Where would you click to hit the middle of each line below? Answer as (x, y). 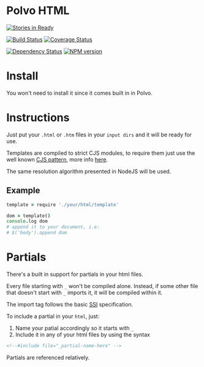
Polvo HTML (38, 11)
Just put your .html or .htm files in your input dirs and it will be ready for (99, 135)
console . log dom (27, 221)
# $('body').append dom (37, 233)
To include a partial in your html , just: (53, 316)
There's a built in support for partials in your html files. (75, 274)
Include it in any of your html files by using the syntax (82, 335)
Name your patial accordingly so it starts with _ (74, 328)
